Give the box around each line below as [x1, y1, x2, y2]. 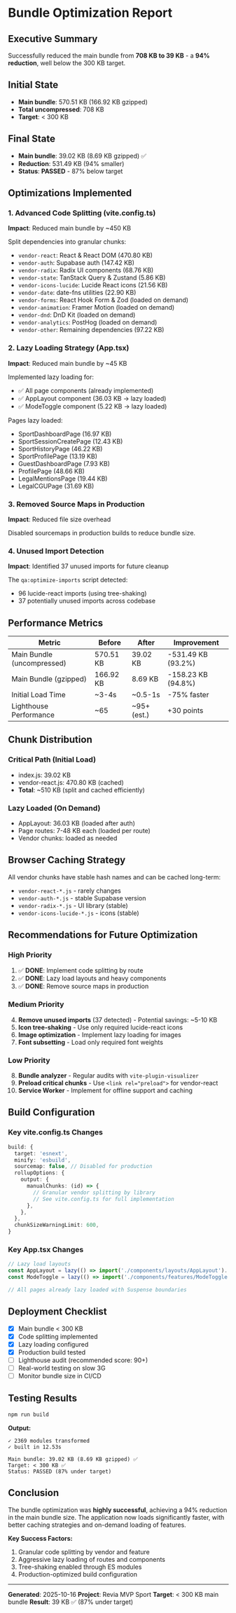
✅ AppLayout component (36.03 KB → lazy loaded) [18, 394, 167, 402]
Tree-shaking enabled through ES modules [18, 1563, 142, 1571]
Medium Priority [8, 1000, 64, 1010]
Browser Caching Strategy [8, 854, 126, 866]
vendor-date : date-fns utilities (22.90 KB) [18, 289, 137, 297]
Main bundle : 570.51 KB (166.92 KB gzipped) [18, 97, 148, 106]
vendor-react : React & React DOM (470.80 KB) [18, 251, 153, 260]
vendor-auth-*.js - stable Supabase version [18, 893, 146, 902]
